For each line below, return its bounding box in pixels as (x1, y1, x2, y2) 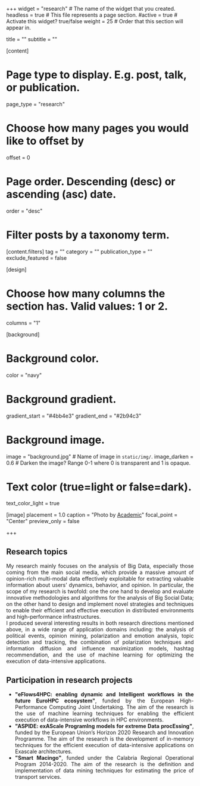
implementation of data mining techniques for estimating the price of (14, 767, 194, 774)
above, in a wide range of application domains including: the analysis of (6, 626, 194, 633)
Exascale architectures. (14, 748, 73, 755)
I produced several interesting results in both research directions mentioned (6, 619, 194, 627)
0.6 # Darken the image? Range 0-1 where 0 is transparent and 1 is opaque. (6, 459, 191, 466)
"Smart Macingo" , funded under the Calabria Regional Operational (14, 754, 194, 762)
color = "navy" (6, 371, 42, 379)
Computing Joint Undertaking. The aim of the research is (49, 704, 194, 711)
